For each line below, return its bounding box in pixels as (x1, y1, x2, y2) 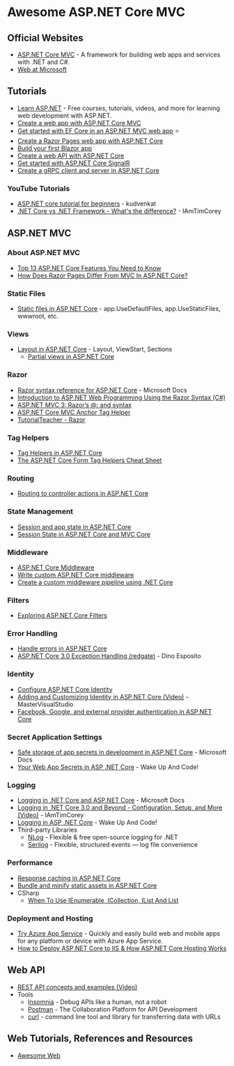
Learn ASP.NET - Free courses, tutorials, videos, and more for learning (17, 104, 221, 112)
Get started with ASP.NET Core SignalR (17, 158, 130, 167)
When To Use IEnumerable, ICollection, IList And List (27, 896, 179, 904)
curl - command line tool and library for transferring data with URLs (27, 1012, 221, 1021)
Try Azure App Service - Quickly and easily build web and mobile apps (17, 929, 221, 938)
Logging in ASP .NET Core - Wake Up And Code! (17, 818, 157, 827)
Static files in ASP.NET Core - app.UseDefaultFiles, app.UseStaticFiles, (17, 305, 221, 313)
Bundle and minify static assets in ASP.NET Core (17, 881, 157, 890)
